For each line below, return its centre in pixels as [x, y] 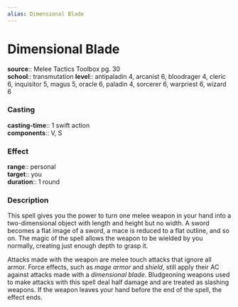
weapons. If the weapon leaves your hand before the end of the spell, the [115, 290]
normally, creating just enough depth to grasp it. [78, 246]
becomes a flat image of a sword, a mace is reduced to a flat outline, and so [118, 231]
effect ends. [25, 297]
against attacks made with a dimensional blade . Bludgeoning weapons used [119, 275]
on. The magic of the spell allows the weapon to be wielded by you [105, 238]
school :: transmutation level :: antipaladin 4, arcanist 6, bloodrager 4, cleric [117, 76]
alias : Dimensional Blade [45, 14]
